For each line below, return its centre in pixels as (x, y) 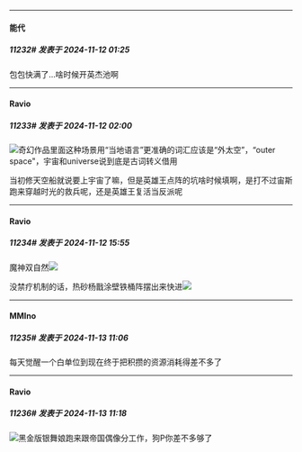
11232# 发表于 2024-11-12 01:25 (70, 50)
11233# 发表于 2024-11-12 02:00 (71, 125)
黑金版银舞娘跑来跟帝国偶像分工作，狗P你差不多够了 (115, 438)
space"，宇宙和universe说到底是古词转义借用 (93, 161)
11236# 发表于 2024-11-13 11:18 (68, 413)
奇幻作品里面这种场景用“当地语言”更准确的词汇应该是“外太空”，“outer (147, 150)
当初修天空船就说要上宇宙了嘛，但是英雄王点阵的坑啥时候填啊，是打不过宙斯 (151, 180)
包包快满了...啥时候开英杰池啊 (64, 74)
